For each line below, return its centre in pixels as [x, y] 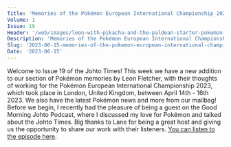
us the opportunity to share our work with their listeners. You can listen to [111, 129]
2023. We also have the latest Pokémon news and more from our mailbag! [112, 100]
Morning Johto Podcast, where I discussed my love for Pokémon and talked [114, 114]
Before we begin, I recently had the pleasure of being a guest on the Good [112, 107]
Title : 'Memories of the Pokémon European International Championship [110, 13]
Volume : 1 [21, 20]
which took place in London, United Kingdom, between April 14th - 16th [108, 92]
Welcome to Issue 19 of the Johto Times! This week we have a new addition [114, 71]
